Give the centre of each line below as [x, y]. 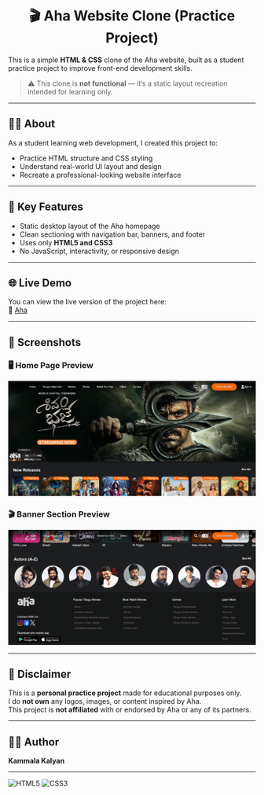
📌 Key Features [46, 207]
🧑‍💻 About [32, 124]
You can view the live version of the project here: [87, 302]
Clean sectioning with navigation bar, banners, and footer [112, 234]
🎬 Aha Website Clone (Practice [132, 16]
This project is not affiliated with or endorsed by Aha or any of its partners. [130, 710]
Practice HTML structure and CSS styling [86, 158]
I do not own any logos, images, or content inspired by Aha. [105, 701]
